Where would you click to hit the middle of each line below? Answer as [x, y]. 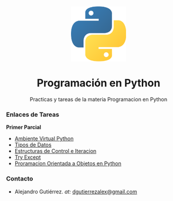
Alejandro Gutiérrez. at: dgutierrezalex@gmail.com [76, 192]
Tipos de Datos [33, 145]
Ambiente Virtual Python [44, 139]
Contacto [20, 179]
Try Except [28, 157]
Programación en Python [99, 83]
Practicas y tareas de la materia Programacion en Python [99, 99]
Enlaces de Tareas [33, 114]
